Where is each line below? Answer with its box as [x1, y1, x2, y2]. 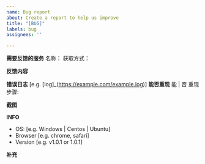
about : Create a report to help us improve [6, 15, 119, 21]
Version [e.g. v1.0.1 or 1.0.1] [15, 138, 83, 146]
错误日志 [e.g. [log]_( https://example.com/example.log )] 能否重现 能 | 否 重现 [6, 81, 199, 88]
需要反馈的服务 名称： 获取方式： [6, 54, 90, 62]
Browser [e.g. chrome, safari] [15, 132, 90, 140]
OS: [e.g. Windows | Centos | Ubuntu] [15, 125, 111, 133]
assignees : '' [6, 32, 43, 38]
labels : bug [6, 26, 37, 32]
